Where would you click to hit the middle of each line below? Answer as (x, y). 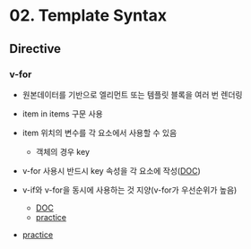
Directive (35, 49)
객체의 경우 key (62, 151)
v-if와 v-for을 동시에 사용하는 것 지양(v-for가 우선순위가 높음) (130, 190)
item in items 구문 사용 (62, 114)
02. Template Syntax (88, 16)
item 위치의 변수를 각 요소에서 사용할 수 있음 (100, 133)
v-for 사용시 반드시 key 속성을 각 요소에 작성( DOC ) (112, 170)
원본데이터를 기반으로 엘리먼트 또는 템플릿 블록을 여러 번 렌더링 (132, 94)
